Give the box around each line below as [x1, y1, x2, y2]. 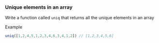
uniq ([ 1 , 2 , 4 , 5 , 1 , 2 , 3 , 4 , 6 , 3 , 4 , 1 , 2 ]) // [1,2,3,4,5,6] [5, 33, 114, 39]
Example [5, 24, 23, 30]
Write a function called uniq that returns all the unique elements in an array [5, 15, 154, 21]
